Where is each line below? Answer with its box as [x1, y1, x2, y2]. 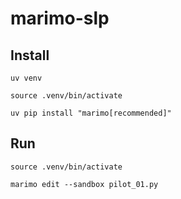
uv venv [10, 73, 43, 83]
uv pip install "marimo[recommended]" [10, 108, 172, 118]
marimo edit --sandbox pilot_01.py [10, 179, 159, 189]
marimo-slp [10, 7, 110, 30]
